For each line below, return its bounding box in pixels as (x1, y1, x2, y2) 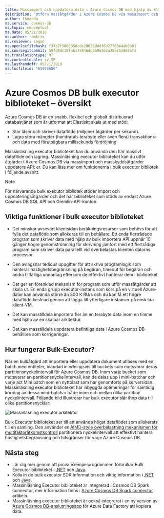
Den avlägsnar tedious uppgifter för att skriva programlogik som (12, 261, 142, 267)
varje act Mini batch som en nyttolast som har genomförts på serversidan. (5, 379, 154, 385)
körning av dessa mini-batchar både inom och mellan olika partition (5, 389, 141, 395)
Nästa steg (5, 449, 39, 457)
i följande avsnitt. (5, 169, 40, 175)
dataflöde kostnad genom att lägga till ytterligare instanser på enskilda (12, 296, 154, 302)
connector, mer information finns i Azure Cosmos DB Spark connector (12, 488, 153, 494)
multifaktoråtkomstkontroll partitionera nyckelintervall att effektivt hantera (5, 429, 153, 435)
